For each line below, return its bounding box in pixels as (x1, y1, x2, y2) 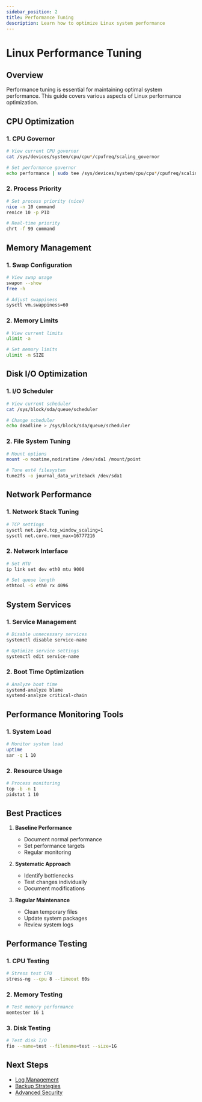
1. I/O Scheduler (6, 387, 54, 395)
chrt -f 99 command (6, 226, 55, 232)
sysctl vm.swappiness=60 (6, 302, 69, 308)
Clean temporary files (23, 908, 78, 916)
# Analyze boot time (6, 681, 58, 687)
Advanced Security (14, 1089, 63, 1096)
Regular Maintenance (14, 897, 70, 904)
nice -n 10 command (6, 203, 55, 210)
